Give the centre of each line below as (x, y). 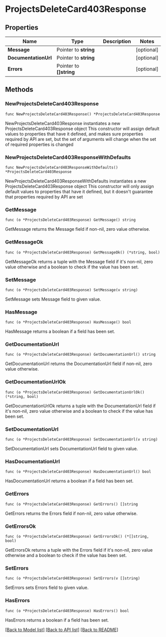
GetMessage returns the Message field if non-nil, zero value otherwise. (78, 229)
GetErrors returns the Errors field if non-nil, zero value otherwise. (71, 513)
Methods (19, 90)
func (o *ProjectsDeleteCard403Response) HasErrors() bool (67, 611)
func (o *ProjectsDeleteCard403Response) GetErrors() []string (72, 504)
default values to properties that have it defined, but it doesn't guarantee (79, 191)
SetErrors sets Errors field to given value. (47, 588)
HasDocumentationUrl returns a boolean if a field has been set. (69, 481)
